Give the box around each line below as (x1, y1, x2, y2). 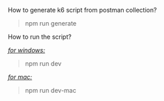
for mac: (8, 73, 33, 81)
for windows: (8, 46, 46, 54)
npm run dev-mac (24, 86, 76, 94)
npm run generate (24, 19, 77, 27)
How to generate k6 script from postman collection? (8, 6, 157, 14)
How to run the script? (8, 33, 72, 41)
